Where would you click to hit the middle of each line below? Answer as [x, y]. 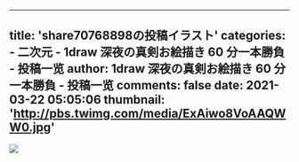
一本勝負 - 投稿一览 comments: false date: [126, 85]
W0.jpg [30, 128]
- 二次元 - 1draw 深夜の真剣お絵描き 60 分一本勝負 [147, 53]
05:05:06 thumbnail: [106, 100]
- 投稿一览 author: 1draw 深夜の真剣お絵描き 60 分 [148, 69]
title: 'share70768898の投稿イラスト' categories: [148, 36]
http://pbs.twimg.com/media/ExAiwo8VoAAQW [149, 114]
